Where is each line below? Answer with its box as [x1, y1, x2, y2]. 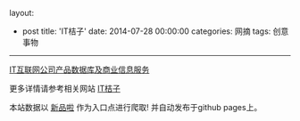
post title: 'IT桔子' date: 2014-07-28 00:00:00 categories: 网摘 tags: [21, 26, 271, 36]
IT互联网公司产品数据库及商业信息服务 [9, 64, 150, 75]
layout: [9, 8, 34, 18]
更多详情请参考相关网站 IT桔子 [9, 84, 121, 93]
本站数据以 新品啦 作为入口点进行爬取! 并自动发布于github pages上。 [9, 102, 262, 112]
